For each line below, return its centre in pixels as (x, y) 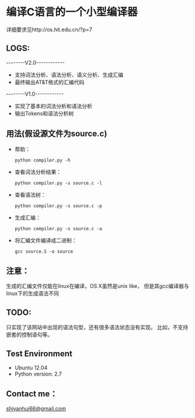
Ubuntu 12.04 (31, 368)
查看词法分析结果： (38, 172)
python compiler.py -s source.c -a (58, 228)
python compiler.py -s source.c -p (58, 206)
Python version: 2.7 (38, 374)
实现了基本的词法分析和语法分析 (53, 106)
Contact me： (32, 394)
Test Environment (39, 354)
